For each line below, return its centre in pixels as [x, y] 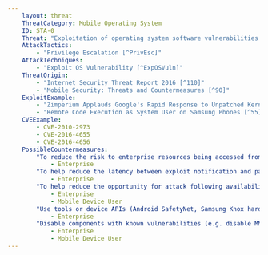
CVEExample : [42, 120]
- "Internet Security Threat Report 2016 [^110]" [120, 82]
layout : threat [47, 16]
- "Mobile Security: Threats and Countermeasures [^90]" [133, 90]
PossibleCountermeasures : [65, 149]
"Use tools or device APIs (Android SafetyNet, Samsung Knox [140, 209]
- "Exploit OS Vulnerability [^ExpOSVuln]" [110, 68]
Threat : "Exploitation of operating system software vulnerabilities [140, 38]
